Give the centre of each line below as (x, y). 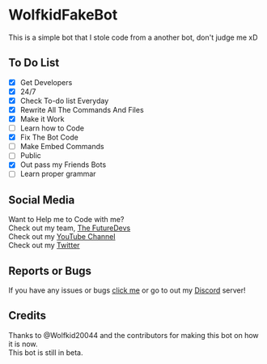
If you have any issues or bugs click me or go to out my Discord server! (127, 290)
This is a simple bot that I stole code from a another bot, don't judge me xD (133, 37)
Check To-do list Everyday (64, 101)
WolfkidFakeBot (63, 15)
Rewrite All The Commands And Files (82, 109)
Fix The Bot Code (49, 137)
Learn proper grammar (58, 174)
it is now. (23, 344)
